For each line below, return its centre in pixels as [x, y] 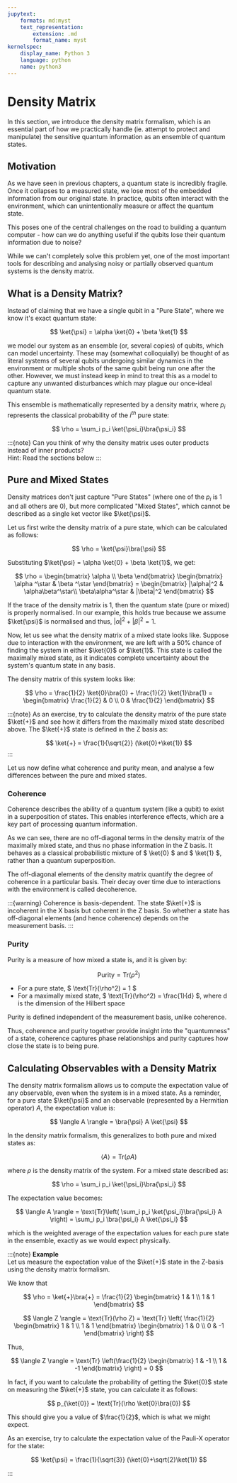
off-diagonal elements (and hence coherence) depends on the [98, 918]
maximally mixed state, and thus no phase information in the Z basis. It [110, 846]
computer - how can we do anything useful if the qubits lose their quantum [116, 235]
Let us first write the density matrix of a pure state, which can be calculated [117, 528]
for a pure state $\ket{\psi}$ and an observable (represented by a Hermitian [118, 1100]
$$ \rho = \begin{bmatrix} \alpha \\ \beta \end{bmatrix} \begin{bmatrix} [119, 576]
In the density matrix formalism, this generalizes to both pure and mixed [112, 1135]
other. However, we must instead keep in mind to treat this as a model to [112, 376]
